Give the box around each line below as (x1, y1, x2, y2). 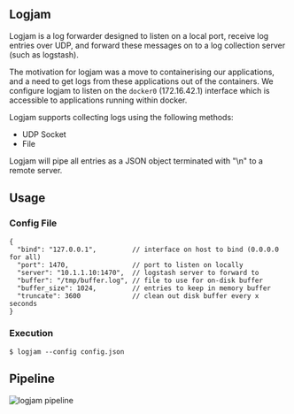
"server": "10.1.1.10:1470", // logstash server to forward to (17, 268, 259, 277)
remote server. (9, 165, 63, 175)
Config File (9, 217, 58, 229)
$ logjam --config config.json (9, 347, 125, 356)
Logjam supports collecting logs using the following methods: (9, 111, 234, 122)
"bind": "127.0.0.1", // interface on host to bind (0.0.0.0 (17, 245, 279, 254)
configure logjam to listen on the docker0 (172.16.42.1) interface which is (9, 85, 270, 96)
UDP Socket (21, 128, 66, 140)
